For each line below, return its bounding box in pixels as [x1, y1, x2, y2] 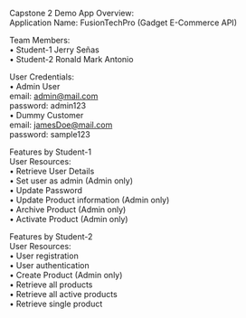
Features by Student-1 [9, 146, 92, 157]
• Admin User [9, 81, 61, 91]
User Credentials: [9, 71, 75, 82]
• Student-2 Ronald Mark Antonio [9, 54, 134, 64]
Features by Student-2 [9, 231, 93, 242]
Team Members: [9, 35, 71, 45]
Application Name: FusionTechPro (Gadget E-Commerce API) [9, 17, 238, 28]
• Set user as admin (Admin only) [9, 175, 134, 186]
